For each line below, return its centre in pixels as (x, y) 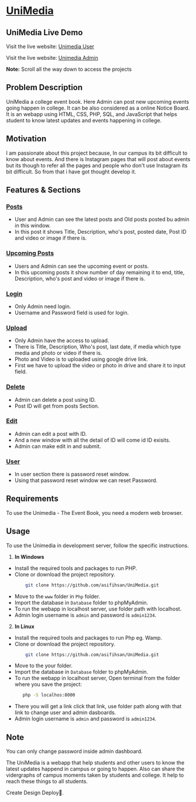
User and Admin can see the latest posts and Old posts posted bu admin (102, 219)
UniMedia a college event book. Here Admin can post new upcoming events (97, 101)
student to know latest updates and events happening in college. (84, 120)
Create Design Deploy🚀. (35, 793)
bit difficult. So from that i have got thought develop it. (71, 172)
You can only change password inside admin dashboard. (74, 752)
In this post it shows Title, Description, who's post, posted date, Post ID (100, 232)
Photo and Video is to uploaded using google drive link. (81, 359)
